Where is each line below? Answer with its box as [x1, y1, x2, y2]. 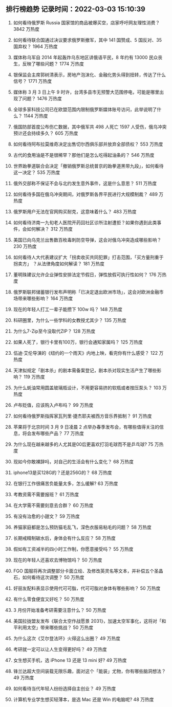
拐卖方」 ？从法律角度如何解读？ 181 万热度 [13, 260, 104, 266]
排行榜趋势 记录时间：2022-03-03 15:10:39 [6, 5, 145, 14]
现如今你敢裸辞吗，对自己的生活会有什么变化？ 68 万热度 [13, 458, 134, 464]
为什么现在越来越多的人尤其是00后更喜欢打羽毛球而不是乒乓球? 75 [13, 441, 154, 447]
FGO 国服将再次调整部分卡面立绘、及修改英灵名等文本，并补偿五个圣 [13, 568, 159, 574]
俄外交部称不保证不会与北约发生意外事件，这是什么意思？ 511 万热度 [13, 180, 157, 186]
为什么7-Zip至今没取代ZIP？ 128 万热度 [13, 328, 96, 334]
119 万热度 [23, 373, 45, 379]
